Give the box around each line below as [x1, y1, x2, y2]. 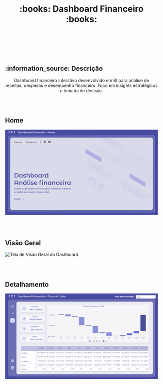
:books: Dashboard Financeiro [19, 3, 144, 15]
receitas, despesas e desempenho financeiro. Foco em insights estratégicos [5, 83, 158, 88]
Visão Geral [5, 239, 41, 247]
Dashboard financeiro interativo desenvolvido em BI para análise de [14, 77, 149, 83]
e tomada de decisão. [60, 87, 103, 93]
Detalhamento [5, 280, 49, 288]
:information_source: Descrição [5, 65, 103, 73]
